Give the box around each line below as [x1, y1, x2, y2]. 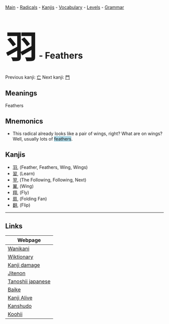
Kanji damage [8, 262, 40, 269]
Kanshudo [8, 302, 32, 309]
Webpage [17, 237, 41, 244]
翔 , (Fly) [12, 189, 29, 196]
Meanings [5, 89, 38, 98]
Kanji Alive [8, 294, 33, 301]
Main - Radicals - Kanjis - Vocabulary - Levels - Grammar [5, 5, 124, 10]
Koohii [8, 311, 23, 318]
